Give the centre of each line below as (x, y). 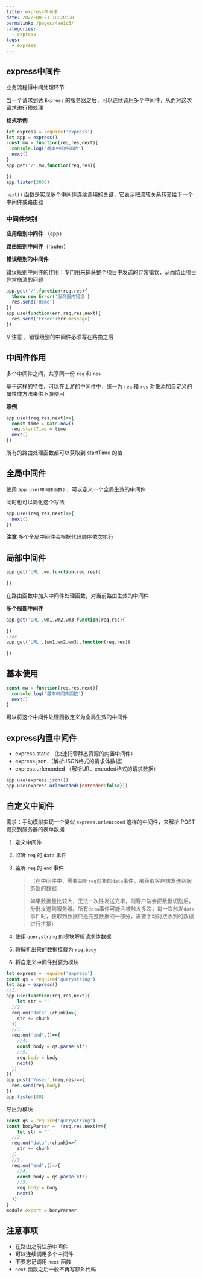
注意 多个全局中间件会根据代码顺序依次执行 (60, 537)
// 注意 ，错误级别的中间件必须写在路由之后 (60, 337)
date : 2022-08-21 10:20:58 (40, 17)
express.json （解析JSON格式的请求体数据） (71, 761)
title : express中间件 (32, 12)
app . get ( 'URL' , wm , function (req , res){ (54, 572)
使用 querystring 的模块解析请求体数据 (63, 936)
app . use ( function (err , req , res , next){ (54, 313)
